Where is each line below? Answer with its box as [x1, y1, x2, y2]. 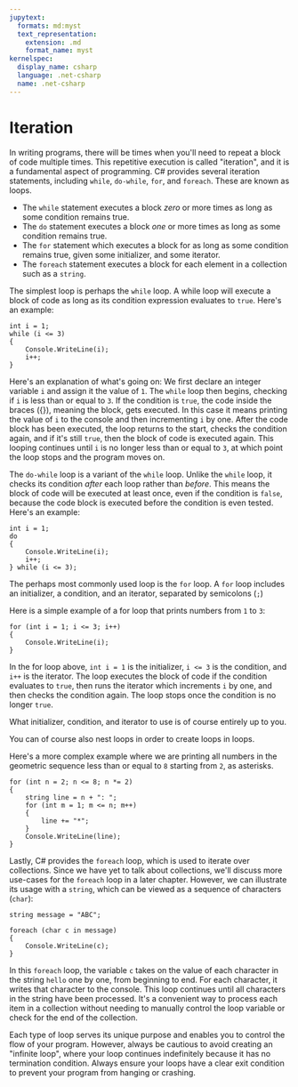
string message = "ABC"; [9, 910, 101, 919]
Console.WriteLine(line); [25, 832, 122, 841]
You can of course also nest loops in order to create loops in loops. [9, 733, 255, 744]
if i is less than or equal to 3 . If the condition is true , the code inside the [9, 395, 272, 406]
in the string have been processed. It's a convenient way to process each [9, 993, 278, 1003]
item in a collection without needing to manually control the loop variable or [9, 1002, 286, 1013]
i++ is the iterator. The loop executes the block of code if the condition [9, 671, 268, 681]
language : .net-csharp [17, 71, 101, 80]
